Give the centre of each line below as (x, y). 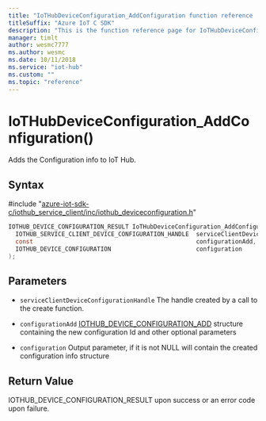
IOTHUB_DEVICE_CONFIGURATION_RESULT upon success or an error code (132, 400)
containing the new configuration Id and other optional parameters (128, 332)
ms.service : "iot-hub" (46, 67)
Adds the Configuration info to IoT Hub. (72, 160)
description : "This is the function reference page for (102, 30)
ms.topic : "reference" (46, 82)
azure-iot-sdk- (65, 204)
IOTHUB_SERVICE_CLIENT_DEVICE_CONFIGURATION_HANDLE (103, 235)
